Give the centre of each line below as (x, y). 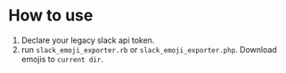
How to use (51, 16)
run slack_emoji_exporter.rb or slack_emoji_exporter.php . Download (149, 49)
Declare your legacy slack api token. (88, 40)
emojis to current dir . (62, 59)
